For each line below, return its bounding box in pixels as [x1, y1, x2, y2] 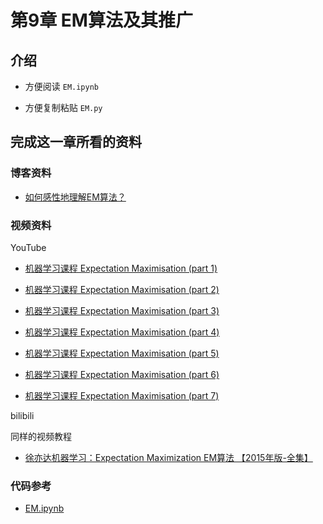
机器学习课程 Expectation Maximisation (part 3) [24, 304, 220, 316]
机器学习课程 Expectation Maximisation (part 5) [24, 347, 220, 359]
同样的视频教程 [10, 430, 72, 442]
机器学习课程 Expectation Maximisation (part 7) [24, 389, 220, 401]
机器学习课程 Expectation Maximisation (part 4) [24, 326, 220, 338]
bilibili [10, 409, 35, 421]
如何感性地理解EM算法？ [24, 191, 127, 203]
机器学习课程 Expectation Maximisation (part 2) [24, 283, 220, 295]
